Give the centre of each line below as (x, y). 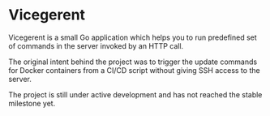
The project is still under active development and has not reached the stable (135, 94)
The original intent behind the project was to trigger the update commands (133, 62)
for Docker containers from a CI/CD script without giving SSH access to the (135, 70)
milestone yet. (32, 103)
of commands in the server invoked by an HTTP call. (96, 45)
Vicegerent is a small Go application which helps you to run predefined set (133, 37)
